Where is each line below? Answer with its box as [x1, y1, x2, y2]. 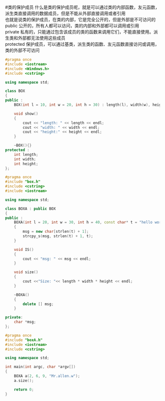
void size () [14, 270, 38, 275]
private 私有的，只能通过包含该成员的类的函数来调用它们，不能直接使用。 [5, 29, 154, 34]
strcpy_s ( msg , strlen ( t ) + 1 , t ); [23, 234, 93, 239]
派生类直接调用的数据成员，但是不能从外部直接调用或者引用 [5, 10, 126, 16]
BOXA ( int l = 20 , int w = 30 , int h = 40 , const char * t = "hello [14, 220, 153, 225]
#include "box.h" [5, 179, 41, 185]
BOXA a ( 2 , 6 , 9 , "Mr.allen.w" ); [14, 373, 80, 378]
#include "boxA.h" [5, 338, 43, 342]
